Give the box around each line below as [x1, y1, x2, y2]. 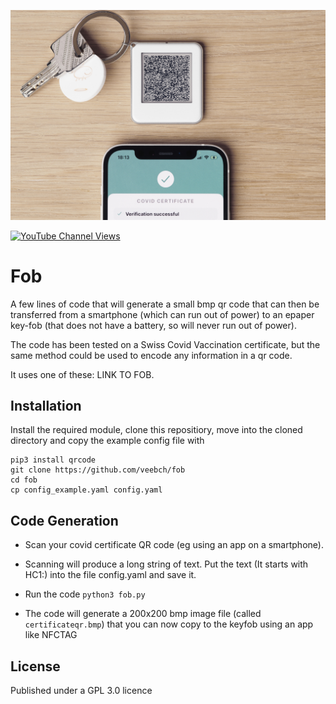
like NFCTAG [24, 629, 78, 641]
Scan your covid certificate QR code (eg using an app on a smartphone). [24, 539, 324, 551]
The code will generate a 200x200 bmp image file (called [24, 608, 262, 620]
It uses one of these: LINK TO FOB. [10, 368, 155, 380]
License [10, 658, 61, 675]
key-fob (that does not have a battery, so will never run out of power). [10, 319, 297, 331]
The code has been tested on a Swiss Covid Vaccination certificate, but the [10, 338, 321, 350]
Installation [10, 398, 82, 414]
